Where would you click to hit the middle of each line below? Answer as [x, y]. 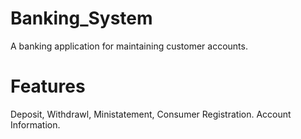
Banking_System [81, 18]
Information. [35, 124]
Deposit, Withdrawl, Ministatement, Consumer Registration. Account [151, 114]
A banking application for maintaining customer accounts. [129, 46]
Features [48, 86]
